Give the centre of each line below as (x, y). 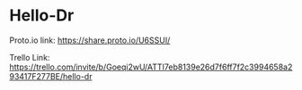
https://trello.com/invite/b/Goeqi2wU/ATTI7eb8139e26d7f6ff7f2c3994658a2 (151, 67)
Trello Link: (30, 57)
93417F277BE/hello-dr (51, 76)
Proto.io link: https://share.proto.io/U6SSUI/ (90, 40)
